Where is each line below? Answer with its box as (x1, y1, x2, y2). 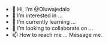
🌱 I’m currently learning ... (11, 18, 76, 25)
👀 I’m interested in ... (11, 12, 63, 19)
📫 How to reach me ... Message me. (11, 32, 103, 38)
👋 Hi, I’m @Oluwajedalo (11, 6, 70, 12)
